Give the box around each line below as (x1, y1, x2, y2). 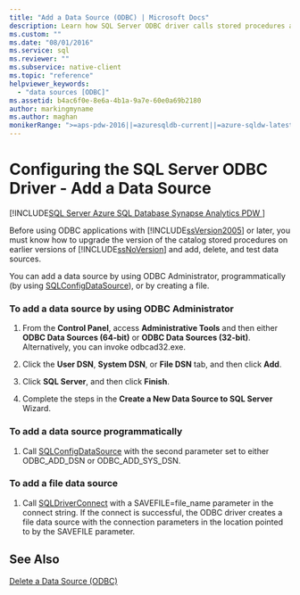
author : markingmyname (9, 104, 94, 113)
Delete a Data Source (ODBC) (9, 575, 118, 586)
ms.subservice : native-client (9, 63, 122, 72)
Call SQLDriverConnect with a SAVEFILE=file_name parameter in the (21, 497, 274, 508)
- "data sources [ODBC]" (17, 87, 110, 96)
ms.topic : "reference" (9, 71, 94, 80)
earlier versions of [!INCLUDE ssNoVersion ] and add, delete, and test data (9, 244, 279, 254)
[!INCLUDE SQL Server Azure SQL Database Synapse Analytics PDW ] (9, 207, 266, 219)
